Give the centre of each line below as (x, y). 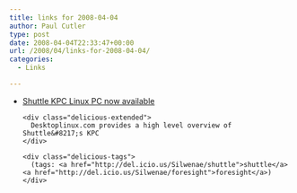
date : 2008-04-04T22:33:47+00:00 (72, 43)
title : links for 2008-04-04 (64, 18)
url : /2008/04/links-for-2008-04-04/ (80, 51)
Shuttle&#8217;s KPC (61, 133)
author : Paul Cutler (48, 26)
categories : (31, 59)
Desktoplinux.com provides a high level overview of (131, 125)
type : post (30, 34)
